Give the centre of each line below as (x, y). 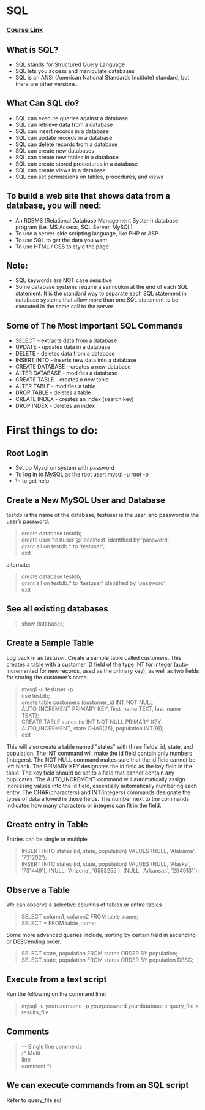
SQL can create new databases (55, 150)
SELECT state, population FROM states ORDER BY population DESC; (107, 960)
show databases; (43, 624)
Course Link (25, 30)
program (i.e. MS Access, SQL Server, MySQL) (74, 227)
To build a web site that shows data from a (88, 196)
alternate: (18, 564)
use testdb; (35, 695)
